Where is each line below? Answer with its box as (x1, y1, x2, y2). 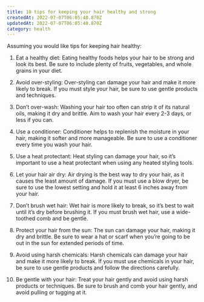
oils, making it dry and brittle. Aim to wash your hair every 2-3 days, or (15, 110, 192, 117)
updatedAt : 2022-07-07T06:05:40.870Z (7, 20, 102, 26)
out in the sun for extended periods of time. (15, 240, 125, 247)
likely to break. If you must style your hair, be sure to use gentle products (15, 86, 198, 93)
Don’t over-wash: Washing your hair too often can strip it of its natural (15, 104, 190, 111)
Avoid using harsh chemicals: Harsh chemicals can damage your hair (15, 251, 188, 258)
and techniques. (15, 92, 56, 99)
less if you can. (15, 116, 54, 124)
